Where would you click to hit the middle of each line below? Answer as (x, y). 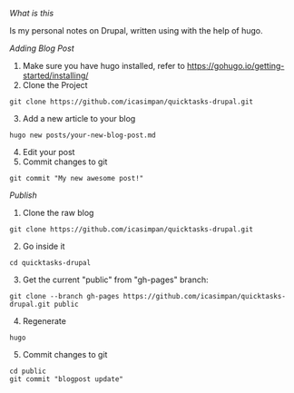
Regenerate (44, 321)
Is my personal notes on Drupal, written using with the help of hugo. (136, 30)
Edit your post (49, 152)
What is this (32, 13)
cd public (28, 371)
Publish (24, 195)
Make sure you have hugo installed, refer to (104, 66)
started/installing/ (55, 75)
